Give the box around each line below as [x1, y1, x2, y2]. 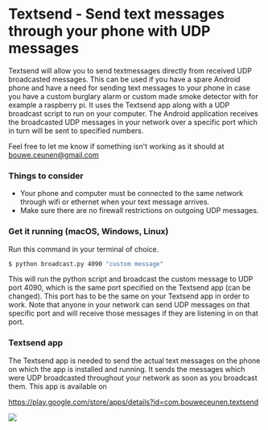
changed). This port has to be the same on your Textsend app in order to [8, 291, 249, 301]
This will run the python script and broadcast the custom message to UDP [8, 274, 254, 284]
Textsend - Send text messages [8, 5, 225, 23]
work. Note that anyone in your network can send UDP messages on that [8, 300, 250, 310]
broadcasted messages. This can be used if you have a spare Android [8, 74, 241, 84]
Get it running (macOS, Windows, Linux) [8, 226, 169, 237]
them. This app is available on [8, 381, 107, 391]
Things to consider [8, 170, 84, 182]
